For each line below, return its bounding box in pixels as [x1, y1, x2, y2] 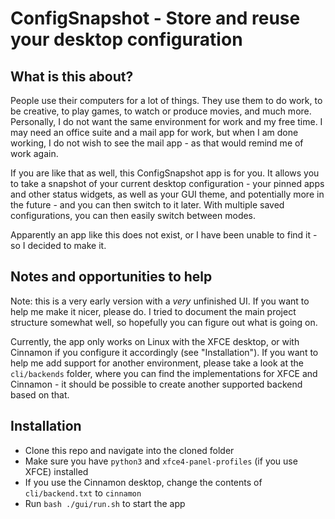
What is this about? [10, 68, 134, 85]
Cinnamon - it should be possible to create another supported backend [10, 378, 303, 390]
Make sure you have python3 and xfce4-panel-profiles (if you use [24, 455, 298, 467]
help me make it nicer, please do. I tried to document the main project [10, 305, 297, 317]
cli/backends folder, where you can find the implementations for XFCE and [10, 367, 318, 379]
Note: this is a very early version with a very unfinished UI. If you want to [10, 295, 310, 307]
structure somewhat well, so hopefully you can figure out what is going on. [10, 316, 318, 328]
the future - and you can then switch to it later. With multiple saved [10, 199, 285, 211]
